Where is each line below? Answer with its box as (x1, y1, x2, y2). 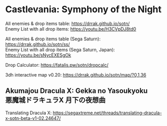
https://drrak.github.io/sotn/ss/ (5, 41, 70, 47)
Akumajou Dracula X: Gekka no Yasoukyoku (5, 87, 148, 95)
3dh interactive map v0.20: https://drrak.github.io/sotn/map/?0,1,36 (5, 71, 147, 78)
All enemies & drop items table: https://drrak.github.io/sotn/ (5, 20, 130, 27)
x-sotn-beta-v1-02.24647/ (5, 115, 61, 121)
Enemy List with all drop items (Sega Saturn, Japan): (5, 46, 116, 53)
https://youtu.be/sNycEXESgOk (5, 52, 71, 58)
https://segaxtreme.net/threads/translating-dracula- (52, 110, 162, 116)
